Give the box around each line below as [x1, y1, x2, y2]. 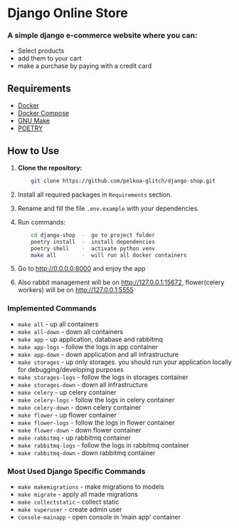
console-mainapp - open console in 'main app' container [17, 513, 181, 522]
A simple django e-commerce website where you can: [7, 31, 198, 41]
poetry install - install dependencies [31, 238, 155, 245]
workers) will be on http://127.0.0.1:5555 [17, 286, 134, 294]
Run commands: [17, 217, 66, 226]
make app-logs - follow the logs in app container [17, 342, 159, 351]
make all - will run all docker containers [31, 252, 187, 259]
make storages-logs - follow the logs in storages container [17, 373, 188, 381]
